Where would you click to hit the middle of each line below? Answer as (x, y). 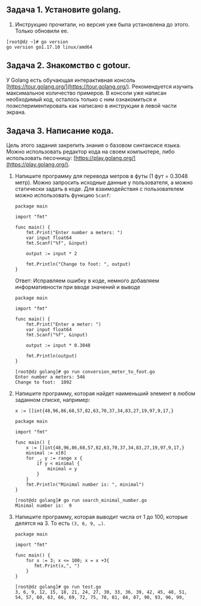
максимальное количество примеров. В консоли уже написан (86, 93)
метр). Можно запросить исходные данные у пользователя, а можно (104, 182)
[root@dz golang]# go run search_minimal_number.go (81, 501)
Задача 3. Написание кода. (60, 131)
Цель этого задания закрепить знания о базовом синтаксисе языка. (94, 145)
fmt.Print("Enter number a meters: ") (74, 233)
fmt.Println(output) (52, 356)
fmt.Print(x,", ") (57, 566)
